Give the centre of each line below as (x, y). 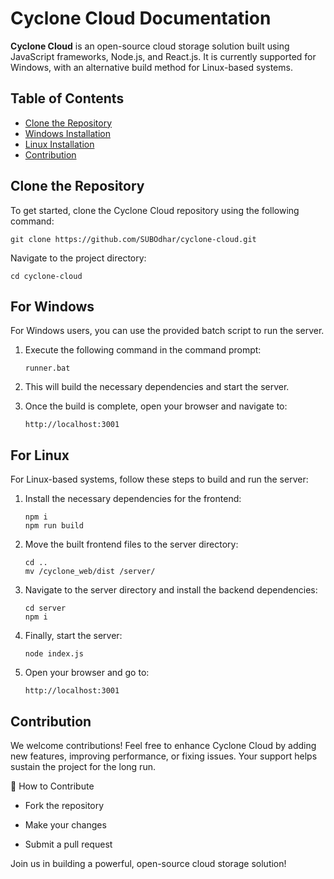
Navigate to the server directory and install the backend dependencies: (171, 590)
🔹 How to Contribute (52, 786)
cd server (45, 608)
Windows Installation (67, 133)
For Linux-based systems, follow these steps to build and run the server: (159, 479)
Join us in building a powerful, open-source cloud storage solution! (148, 863)
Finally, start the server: (73, 636)
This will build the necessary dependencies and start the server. (157, 387)
